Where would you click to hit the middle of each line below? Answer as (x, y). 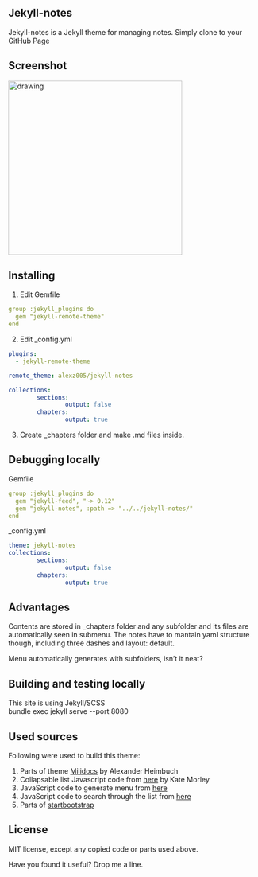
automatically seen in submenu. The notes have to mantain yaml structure (129, 635)
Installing (32, 276)
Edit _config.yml (46, 339)
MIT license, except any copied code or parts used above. (103, 849)
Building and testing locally (77, 684)
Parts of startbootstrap (57, 805)
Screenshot (38, 66)
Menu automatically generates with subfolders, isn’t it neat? (106, 659)
